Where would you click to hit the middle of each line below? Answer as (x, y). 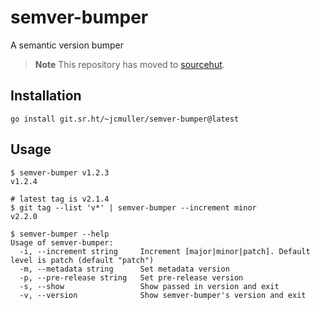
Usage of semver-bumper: (62, 242)
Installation (46, 96)
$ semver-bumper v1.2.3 (60, 172)
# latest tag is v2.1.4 (60, 199)
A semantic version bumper (67, 45)
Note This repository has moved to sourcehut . (129, 64)
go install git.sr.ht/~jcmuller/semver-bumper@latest (125, 119)
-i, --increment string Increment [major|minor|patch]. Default (165, 251)
